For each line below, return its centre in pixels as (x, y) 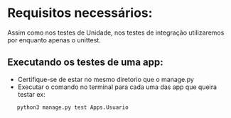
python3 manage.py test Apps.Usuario (73, 107)
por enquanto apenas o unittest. (54, 40)
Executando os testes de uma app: (85, 63)
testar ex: (32, 94)
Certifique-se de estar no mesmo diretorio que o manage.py (106, 79)
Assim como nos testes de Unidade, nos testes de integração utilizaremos (116, 33)
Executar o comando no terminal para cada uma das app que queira (117, 87)
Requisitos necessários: (80, 13)
